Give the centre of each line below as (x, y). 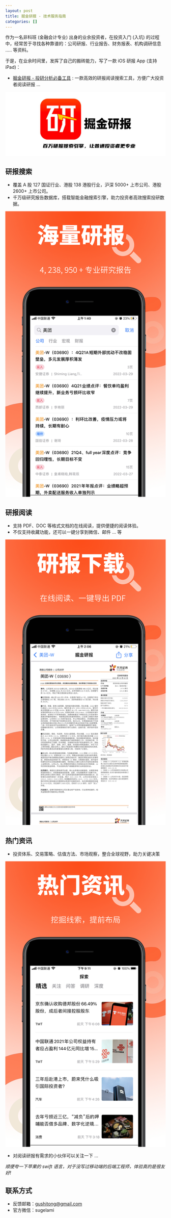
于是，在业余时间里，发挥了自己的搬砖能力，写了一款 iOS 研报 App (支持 (81, 61)
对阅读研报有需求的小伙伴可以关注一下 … (55, 1156)
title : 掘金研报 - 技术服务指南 (36, 16)
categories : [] (21, 21)
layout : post (19, 11)
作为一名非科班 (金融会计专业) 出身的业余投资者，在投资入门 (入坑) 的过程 (82, 37)
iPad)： (13, 67)
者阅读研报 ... (26, 85)
